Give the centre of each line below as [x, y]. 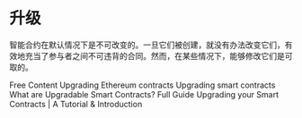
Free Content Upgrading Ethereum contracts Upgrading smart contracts [142, 85]
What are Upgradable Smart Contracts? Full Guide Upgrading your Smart [144, 94]
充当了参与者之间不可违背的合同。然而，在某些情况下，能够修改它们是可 [159, 55]
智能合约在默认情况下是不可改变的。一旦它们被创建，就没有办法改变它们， [147, 45]
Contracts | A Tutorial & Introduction [76, 104]
